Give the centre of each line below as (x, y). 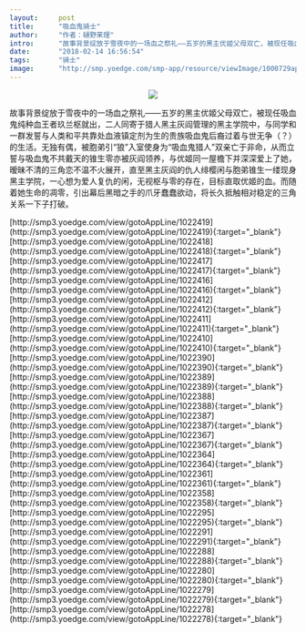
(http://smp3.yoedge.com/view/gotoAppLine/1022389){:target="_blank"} (147, 386)
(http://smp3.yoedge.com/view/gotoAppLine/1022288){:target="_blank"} (146, 560)
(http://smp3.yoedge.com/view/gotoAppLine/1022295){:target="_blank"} (146, 522)
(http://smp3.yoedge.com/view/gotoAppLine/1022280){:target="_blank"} (147, 580)
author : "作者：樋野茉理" (62, 35)
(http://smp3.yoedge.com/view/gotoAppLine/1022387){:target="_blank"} (146, 425)
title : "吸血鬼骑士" (55, 26)
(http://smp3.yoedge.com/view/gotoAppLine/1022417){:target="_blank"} (145, 271)
